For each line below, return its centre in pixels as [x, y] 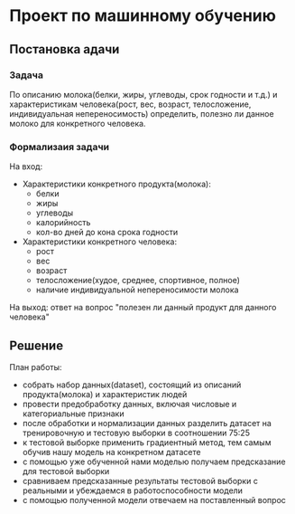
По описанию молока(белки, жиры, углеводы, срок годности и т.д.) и [143, 94]
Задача [26, 75]
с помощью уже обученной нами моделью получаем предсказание [154, 462]
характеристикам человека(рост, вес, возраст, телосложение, [130, 104]
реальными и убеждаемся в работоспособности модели [133, 490]
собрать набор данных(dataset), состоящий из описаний [132, 385]
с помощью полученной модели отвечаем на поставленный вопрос [154, 500]
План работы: [36, 366]
